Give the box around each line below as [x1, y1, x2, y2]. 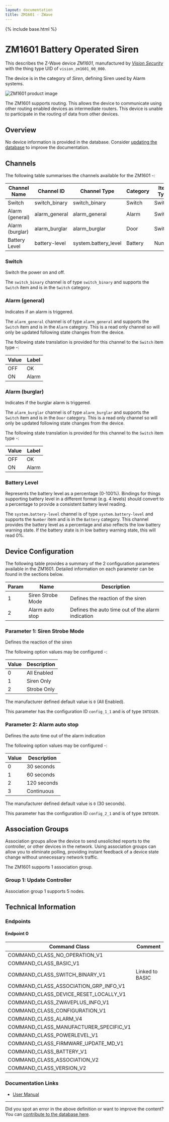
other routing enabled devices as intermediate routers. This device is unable [5, 105, 163, 112]
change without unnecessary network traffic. [5, 854, 99, 861]
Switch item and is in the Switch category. [5, 285, 92, 291]
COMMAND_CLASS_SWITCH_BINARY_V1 [8, 971, 106, 978]
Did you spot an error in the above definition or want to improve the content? [5, 1106, 164, 1112]
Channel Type [80, 188, 115, 195]
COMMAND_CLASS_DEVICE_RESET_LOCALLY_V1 [8, 991, 126, 998]
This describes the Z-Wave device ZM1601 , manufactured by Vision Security [5, 60, 163, 66]
